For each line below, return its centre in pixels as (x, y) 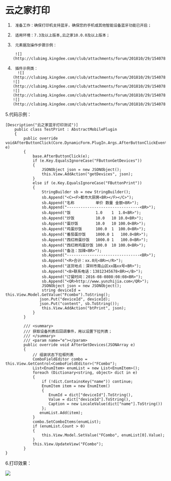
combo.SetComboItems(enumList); (67, 422)
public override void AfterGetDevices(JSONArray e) (80, 345)
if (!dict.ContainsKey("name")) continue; (87, 381)
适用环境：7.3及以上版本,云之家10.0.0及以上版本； (63, 35)
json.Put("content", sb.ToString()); (79, 304)
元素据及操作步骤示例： (36, 45)
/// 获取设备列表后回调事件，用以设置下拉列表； (68, 331)
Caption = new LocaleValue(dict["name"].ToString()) (106, 404)
